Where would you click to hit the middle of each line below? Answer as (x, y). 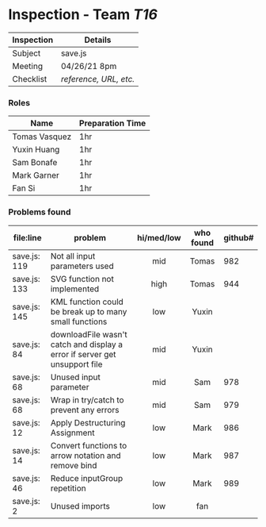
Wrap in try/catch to (87, 400)
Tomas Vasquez (42, 137)
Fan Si (24, 188)
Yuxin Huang (36, 150)
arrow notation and (85, 456)
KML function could (87, 302)
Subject (27, 53)
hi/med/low (159, 237)
